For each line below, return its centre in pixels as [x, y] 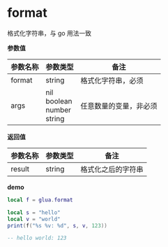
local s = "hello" [34, 212]
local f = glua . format [40, 200]
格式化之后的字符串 [112, 169]
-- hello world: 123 [37, 238]
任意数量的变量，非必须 [119, 106]
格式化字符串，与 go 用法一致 [49, 33]
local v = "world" [34, 219]
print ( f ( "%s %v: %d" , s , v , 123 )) [58, 225]
